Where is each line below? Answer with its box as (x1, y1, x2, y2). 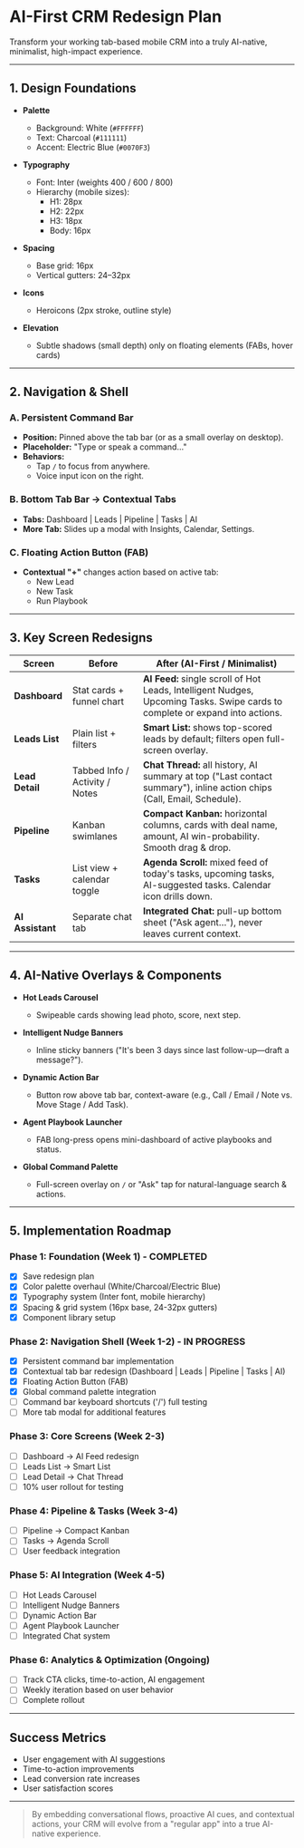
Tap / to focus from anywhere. (35, 460, 151, 472)
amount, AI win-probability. (143, 829, 261, 842)
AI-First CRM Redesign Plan (9, 6, 223, 27)
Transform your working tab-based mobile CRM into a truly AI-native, (9, 36, 268, 47)
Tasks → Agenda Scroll (22, 1535, 109, 1546)
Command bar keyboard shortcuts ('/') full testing (22, 1397, 208, 1408)
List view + (71, 861, 119, 874)
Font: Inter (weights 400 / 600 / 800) (35, 177, 174, 188)
